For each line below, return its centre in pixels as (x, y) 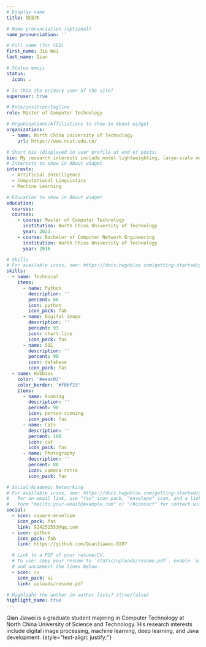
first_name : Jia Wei (33, 51)
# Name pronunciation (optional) (49, 29)
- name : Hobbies (32, 374)
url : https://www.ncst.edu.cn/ (57, 141)
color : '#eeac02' (40, 379)
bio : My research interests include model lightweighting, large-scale (100, 158)
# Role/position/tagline (38, 107)
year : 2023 (36, 232)
